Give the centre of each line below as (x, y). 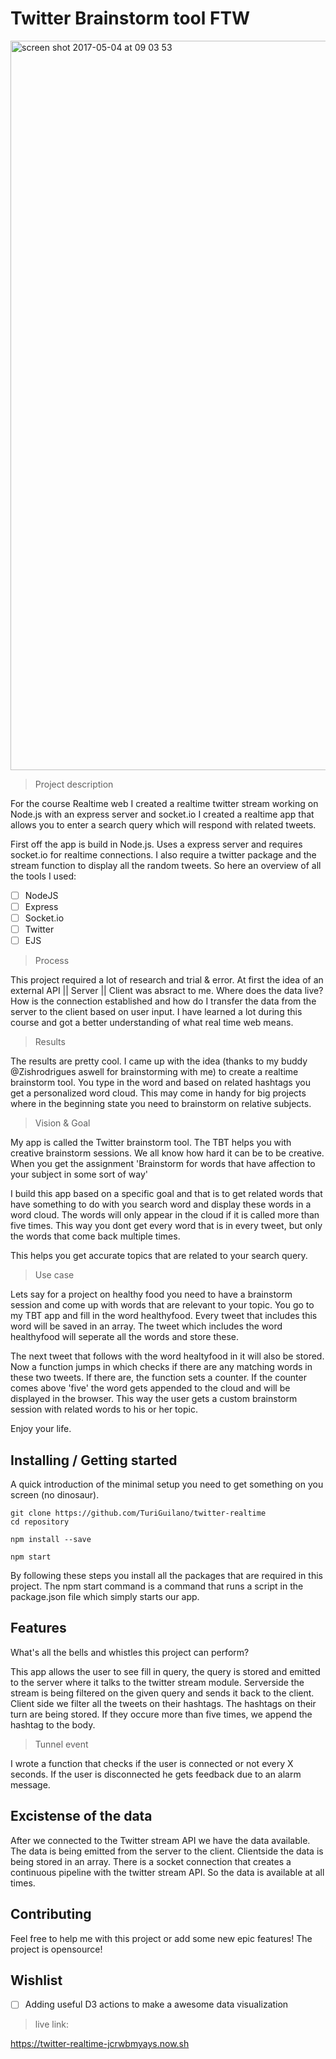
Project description (74, 784)
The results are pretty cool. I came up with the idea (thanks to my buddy (159, 1061)
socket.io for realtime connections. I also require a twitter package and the (163, 854)
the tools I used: (43, 876)
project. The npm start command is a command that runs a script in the (157, 1586)
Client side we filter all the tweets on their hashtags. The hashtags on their (163, 1703)
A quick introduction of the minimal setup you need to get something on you (167, 1484)
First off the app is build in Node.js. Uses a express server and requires (156, 844)
